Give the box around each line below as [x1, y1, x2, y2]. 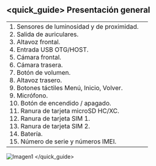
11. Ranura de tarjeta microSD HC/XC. [9, 107, 119, 115]
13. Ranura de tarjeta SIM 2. [9, 122, 91, 130]
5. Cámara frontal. [9, 53, 62, 61]
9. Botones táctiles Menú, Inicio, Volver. [9, 83, 123, 92]
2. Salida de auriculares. [9, 30, 79, 39]
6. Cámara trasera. [9, 61, 63, 69]
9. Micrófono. [9, 91, 48, 100]
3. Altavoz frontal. [9, 37, 61, 46]
